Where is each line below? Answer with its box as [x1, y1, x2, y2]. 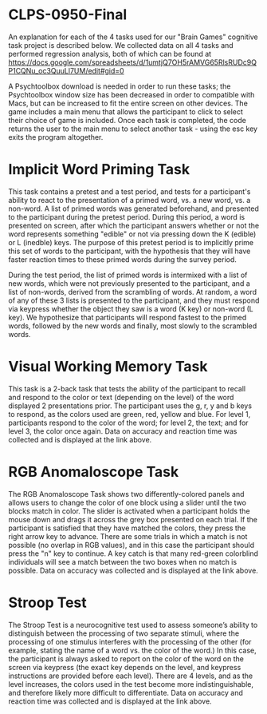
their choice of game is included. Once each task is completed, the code [8, 115, 247, 125]
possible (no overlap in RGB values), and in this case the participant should [8, 540, 255, 549]
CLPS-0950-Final [8, 6, 128, 24]
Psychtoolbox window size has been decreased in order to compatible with [8, 89, 255, 99]
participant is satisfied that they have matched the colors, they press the [8, 523, 246, 533]
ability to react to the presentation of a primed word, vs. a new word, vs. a [8, 195, 251, 204]
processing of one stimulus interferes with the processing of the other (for [8, 637, 252, 646]
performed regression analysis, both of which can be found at [8, 49, 212, 58]
